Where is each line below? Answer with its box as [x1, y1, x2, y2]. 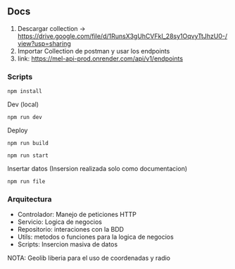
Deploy [7, 126, 28, 134]
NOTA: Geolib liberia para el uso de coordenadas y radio [7, 254, 171, 263]
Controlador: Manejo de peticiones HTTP [17, 211, 137, 219]
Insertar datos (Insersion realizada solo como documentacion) [7, 165, 188, 173]
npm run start [7, 152, 49, 159]
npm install [7, 88, 42, 95]
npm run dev [7, 114, 42, 121]
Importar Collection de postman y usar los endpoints [17, 46, 170, 55]
